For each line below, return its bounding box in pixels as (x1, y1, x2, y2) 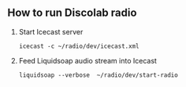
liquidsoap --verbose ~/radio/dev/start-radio (18, 71, 178, 79)
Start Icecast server (18, 27, 84, 36)
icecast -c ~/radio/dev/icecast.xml (18, 42, 139, 50)
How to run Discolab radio (7, 6, 137, 20)
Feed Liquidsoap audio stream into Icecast (18, 56, 157, 65)
